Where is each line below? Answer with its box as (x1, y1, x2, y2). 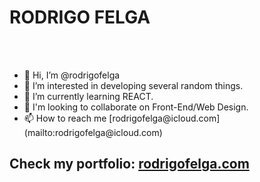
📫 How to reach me (23, 112, 107, 124)
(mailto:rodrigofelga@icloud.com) (23, 126, 163, 138)
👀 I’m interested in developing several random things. (23, 79, 244, 91)
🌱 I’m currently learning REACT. (23, 90, 154, 102)
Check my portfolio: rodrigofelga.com (9, 156, 250, 173)
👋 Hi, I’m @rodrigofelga (23, 69, 121, 81)
